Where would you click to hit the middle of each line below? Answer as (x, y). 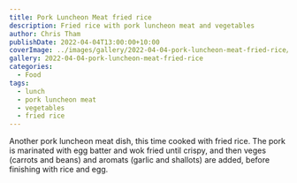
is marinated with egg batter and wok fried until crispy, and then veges (138, 150)
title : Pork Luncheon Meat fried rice (80, 17)
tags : (19, 83)
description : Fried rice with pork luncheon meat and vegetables (132, 26)
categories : (31, 67)
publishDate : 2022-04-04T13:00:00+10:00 (85, 42)
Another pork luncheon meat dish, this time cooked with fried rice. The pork (147, 141)
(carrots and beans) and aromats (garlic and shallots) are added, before (140, 160)
